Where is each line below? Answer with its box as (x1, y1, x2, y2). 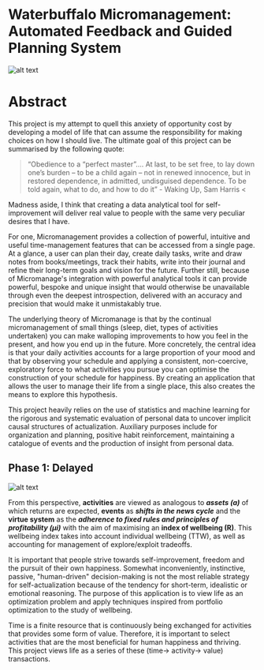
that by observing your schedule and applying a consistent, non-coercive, (8, 356, 248, 365)
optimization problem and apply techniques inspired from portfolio (8, 597, 223, 606)
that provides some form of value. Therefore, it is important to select (8, 629, 230, 638)
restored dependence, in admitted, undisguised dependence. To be (27, 176, 247, 185)
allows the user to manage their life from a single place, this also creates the (8, 381, 255, 391)
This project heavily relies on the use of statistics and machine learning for (8, 405, 251, 414)
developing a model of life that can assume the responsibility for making (8, 127, 243, 137)
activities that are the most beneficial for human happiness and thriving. (8, 637, 242, 646)
